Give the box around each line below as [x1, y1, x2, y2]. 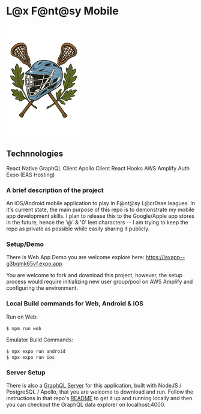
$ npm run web [6, 325, 42, 331]
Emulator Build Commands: [6, 336, 74, 343]
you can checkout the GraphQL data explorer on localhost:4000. [6, 401, 166, 408]
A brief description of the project [6, 186, 104, 194]
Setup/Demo [6, 240, 44, 248]
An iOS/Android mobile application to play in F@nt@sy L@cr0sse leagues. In [6, 200, 196, 207]
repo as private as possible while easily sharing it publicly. [6, 225, 150, 232]
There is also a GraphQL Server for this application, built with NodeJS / [6, 382, 182, 389]
